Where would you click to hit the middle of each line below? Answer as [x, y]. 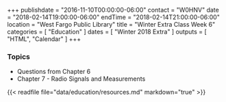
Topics [19, 56]
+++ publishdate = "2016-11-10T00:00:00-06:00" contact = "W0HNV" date [113, 10]
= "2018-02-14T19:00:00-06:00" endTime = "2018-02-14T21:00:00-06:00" [114, 17]
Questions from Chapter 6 [54, 72]
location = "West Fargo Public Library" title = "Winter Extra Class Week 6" [111, 24]
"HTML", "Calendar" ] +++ [44, 39]
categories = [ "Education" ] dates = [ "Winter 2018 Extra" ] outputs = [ [107, 31]
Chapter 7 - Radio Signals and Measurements [81, 79]
